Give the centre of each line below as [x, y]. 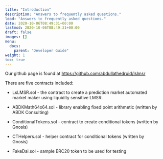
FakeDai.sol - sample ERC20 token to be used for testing [69, 151]
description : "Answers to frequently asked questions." [63, 14]
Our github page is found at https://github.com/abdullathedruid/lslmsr [75, 73]
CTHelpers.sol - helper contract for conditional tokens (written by [78, 136]
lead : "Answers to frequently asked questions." [56, 19]
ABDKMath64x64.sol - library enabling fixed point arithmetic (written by [85, 107]
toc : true [15, 60]
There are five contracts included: [39, 83]
